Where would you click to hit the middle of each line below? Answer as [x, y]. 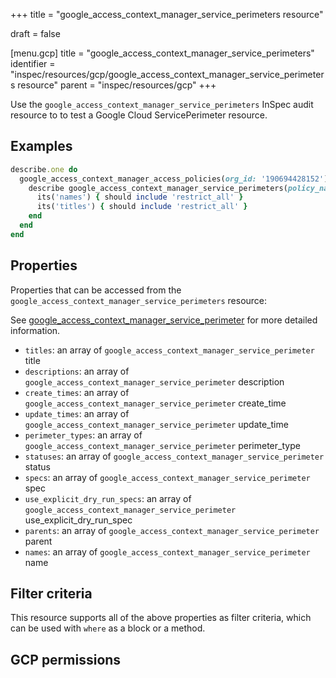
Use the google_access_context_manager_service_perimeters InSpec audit [162, 104]
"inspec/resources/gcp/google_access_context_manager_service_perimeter [167, 74]
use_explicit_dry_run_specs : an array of [108, 498]
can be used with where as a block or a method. [108, 628]
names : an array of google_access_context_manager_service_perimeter [167, 551]
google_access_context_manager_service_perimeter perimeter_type [162, 445]
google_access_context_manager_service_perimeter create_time [155, 403]
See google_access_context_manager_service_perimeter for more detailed [164, 320]
